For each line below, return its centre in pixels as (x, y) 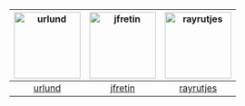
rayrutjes (198, 88)
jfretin (123, 88)
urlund (47, 88)
